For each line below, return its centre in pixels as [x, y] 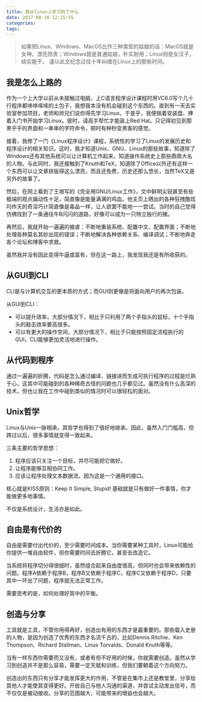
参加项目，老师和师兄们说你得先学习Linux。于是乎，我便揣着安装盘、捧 [105, 113]
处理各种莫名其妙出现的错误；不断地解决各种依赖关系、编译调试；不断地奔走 [101, 234]
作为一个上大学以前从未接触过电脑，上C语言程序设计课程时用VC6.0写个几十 [100, 98]
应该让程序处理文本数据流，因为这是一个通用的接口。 [81, 475]
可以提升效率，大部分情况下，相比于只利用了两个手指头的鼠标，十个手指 [104, 316]
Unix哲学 [23, 412]
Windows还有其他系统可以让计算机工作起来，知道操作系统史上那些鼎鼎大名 [99, 156]
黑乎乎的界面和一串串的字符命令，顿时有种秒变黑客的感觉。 [80, 128]
